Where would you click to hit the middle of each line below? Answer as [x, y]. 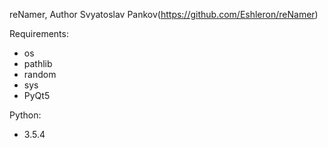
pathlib [38, 63]
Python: [25, 115]
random [40, 74]
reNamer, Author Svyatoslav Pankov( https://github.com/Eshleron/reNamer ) [164, 14]
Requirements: [39, 33]
